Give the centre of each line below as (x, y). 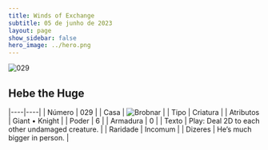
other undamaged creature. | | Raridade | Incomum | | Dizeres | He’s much (130, 129)
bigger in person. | (39, 137)
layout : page (30, 30)
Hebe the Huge (46, 93)
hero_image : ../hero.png (50, 45)
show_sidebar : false (43, 38)
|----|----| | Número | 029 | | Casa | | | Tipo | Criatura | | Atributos (134, 112)
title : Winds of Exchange (51, 16)
